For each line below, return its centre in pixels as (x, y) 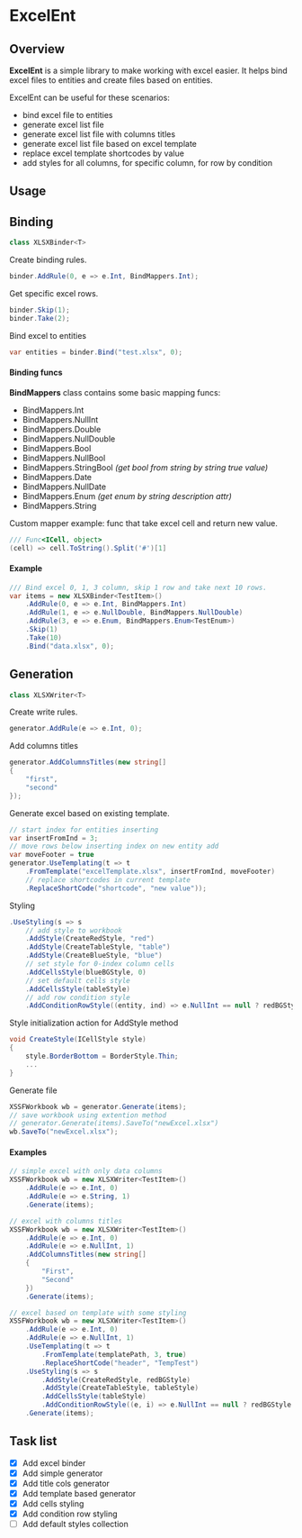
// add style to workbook (74, 930)
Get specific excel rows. (54, 293)
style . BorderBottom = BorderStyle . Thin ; (102, 1056)
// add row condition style (78, 997)
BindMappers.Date (57, 477)
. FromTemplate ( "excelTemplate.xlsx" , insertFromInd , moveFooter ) (151, 872)
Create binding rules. (48, 260)
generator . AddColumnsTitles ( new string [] (88, 762)
